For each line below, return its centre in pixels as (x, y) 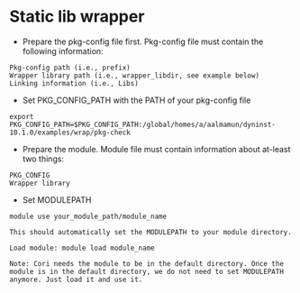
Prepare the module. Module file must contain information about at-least (156, 149)
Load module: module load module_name (82, 248)
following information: (63, 50)
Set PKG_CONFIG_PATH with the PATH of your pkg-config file (136, 100)
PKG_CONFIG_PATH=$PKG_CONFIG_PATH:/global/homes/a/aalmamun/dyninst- (143, 124)
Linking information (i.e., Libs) (74, 83)
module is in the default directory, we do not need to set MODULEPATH (146, 271)
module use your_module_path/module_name (88, 216)
